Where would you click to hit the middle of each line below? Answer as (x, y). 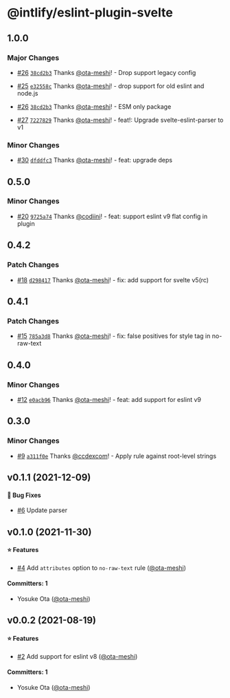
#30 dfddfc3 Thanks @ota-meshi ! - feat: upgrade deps (95, 160)
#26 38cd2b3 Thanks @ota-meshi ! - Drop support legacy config (106, 72)
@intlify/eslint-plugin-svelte (90, 13)
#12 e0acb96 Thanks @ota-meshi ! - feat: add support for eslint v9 (109, 399)
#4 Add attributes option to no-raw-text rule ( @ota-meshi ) (102, 568)
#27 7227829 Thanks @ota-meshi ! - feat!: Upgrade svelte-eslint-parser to (120, 120)
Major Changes (33, 58)
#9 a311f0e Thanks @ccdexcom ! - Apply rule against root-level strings (117, 456)
